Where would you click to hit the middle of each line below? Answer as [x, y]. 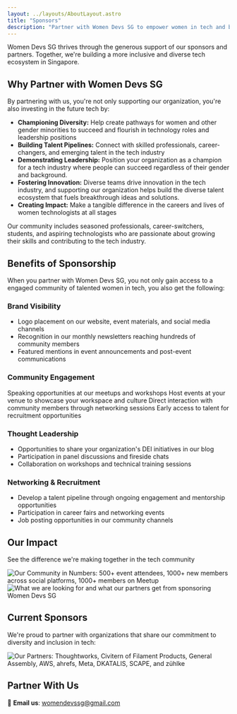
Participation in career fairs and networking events [91, 513]
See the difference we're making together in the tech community [101, 559]
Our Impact [32, 542]
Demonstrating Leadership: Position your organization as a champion [120, 160]
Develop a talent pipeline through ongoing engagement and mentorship [121, 498]
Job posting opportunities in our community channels [95, 520]
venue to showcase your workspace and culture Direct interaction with [110, 400]
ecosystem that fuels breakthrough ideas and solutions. [98, 198]
